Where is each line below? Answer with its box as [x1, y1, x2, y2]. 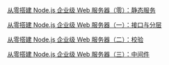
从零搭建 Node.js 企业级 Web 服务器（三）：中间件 [7, 50, 150, 58]
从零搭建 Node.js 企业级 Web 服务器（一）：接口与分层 [7, 21, 162, 29]
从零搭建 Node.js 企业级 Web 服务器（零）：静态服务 [7, 6, 156, 14]
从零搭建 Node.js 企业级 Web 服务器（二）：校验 [7, 35, 144, 44]
